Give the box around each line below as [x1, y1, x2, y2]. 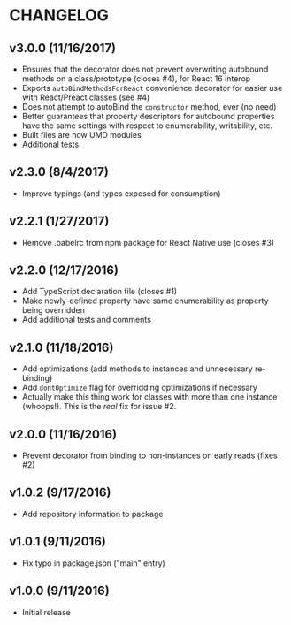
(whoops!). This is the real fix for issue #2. [21, 401, 177, 412]
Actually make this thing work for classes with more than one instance [21, 392, 278, 402]
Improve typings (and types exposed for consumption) [21, 187, 221, 199]
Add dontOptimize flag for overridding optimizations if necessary [21, 382, 258, 393]
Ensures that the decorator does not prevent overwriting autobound [21, 64, 269, 74]
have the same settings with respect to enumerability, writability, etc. [21, 120, 272, 131]
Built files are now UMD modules [21, 130, 142, 140]
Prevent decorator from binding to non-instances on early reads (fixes [21, 450, 278, 461]
